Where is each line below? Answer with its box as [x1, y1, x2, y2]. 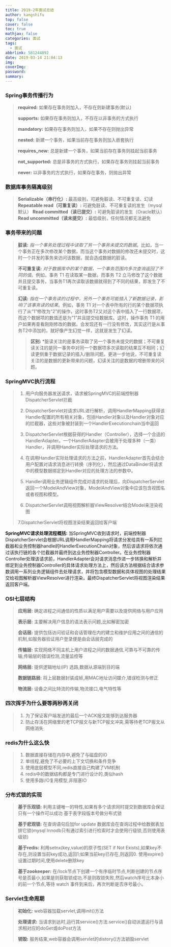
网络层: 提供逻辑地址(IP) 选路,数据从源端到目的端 [17, 664, 120, 670]
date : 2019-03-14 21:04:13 [5, 55, 63, 60]
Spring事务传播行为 [5, 91, 53, 99]
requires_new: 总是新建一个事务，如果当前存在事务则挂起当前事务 [17, 148, 157, 154]
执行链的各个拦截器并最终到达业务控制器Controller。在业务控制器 [14, 550, 151, 556]
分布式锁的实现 [5, 791, 42, 798]
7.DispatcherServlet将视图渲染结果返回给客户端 [17, 519, 117, 526]
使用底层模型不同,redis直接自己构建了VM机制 [25, 764, 121, 770]
